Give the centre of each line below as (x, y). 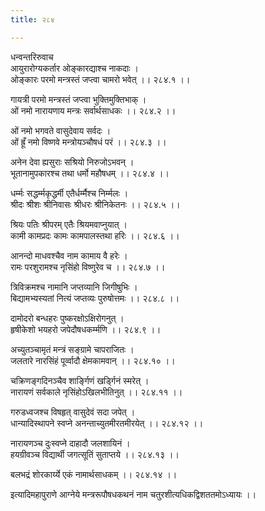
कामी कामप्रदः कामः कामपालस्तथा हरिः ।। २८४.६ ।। (95, 235)
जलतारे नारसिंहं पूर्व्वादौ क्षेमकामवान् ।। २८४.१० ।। (93, 360)
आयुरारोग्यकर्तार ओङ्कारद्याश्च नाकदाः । (74, 68)
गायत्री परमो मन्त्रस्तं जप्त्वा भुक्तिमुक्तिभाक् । (78, 99)
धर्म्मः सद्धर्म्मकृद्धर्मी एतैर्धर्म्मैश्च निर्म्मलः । (69, 193)
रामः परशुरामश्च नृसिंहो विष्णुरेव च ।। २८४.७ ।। (88, 267)
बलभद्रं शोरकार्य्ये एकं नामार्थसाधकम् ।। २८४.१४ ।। (94, 474)
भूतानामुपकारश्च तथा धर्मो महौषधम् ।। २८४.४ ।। (90, 173)
